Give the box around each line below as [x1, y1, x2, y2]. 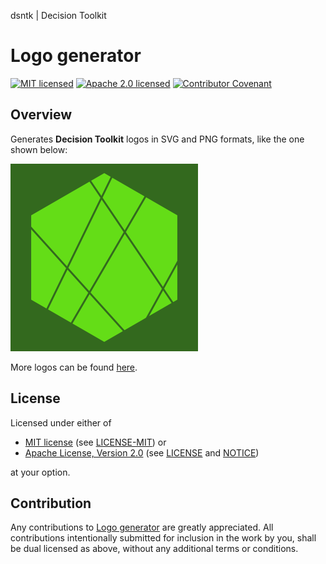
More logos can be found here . [10, 361, 138, 373]
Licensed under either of [10, 416, 112, 429]
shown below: [10, 143, 68, 155]
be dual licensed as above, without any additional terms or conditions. [10, 543, 299, 555]
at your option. [10, 466, 71, 478]
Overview [10, 106, 73, 124]
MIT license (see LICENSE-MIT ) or [24, 436, 167, 448]
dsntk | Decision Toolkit [10, 10, 107, 21]
